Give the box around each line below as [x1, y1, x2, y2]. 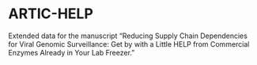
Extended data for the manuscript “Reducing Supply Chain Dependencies [8, 31, 248, 40]
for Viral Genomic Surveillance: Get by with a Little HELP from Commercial [8, 39, 250, 48]
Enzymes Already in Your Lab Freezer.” [8, 48, 135, 57]
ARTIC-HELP [8, 5, 93, 23]
